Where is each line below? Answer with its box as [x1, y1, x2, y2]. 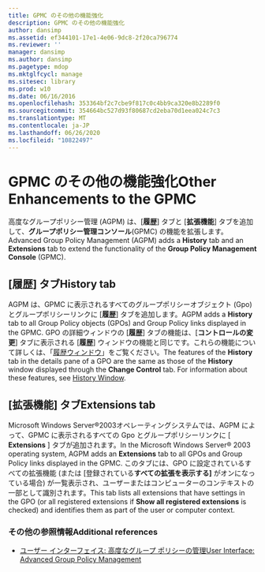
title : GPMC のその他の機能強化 [8, 11, 104, 20]
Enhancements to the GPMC [8, 190, 197, 207]
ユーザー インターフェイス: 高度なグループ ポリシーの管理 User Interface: [19, 546, 255, 555]
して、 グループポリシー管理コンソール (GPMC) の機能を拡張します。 [8, 226, 229, 237]
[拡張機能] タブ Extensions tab [8, 398, 156, 411]
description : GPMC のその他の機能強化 [8, 19, 125, 27]
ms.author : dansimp [8, 56, 73, 64]
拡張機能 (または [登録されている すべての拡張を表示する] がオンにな [28, 469, 248, 478]
